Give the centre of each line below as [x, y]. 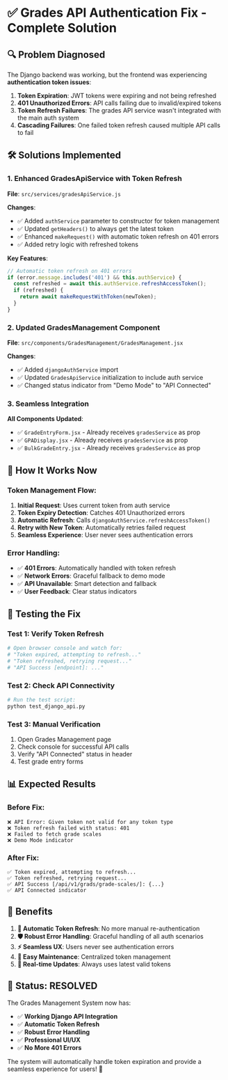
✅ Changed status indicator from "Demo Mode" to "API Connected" [114, 386]
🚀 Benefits [30, 912]
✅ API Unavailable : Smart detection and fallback [87, 584]
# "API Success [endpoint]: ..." [56, 667]
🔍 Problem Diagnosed [56, 55]
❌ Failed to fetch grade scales [55, 834]
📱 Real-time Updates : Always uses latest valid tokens [94, 964]
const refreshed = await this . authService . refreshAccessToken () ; [110, 284]
